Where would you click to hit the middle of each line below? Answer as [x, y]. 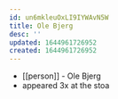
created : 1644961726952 [53, 51]
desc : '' [25, 34]
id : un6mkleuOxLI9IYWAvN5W [59, 17]
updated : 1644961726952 [53, 42]
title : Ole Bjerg [41, 26]
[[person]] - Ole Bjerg [62, 76]
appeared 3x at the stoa [66, 86]
